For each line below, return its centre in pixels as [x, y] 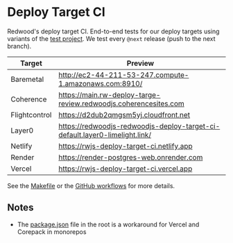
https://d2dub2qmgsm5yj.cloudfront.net [124, 115]
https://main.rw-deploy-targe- [110, 94]
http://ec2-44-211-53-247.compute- [124, 75]
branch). [19, 46]
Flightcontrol [31, 115]
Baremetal [27, 79]
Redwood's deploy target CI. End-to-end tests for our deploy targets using [113, 31]
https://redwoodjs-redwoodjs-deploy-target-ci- [139, 126]
